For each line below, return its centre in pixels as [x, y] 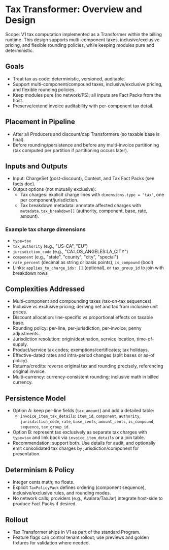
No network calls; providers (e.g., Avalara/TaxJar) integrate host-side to [88, 498]
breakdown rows [30, 273]
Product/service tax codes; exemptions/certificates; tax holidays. [81, 350]
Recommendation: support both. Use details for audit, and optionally [84, 443]
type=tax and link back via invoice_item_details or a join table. [79, 438]
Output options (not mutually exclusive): [54, 189]
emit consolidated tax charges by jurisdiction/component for [76, 448]
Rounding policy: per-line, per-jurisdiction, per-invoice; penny [77, 328]
